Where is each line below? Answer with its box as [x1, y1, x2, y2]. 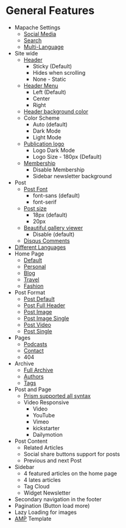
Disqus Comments [23, 237, 71, 244]
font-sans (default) [32, 192, 80, 199]
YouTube [32, 411, 55, 419]
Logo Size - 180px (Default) [32, 153, 102, 160]
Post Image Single [23, 314, 69, 322]
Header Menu [23, 82, 58, 89]
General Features [5, 4, 95, 18]
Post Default [23, 295, 55, 302]
